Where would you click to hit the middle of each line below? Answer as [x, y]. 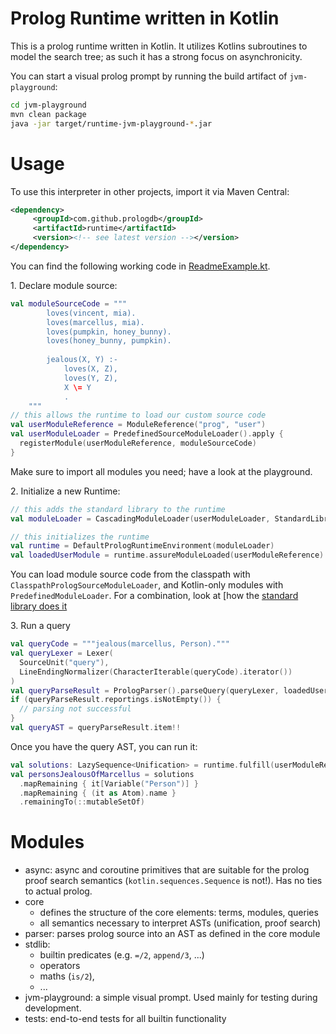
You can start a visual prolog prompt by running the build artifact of [149, 76]
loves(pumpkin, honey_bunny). [109, 332]
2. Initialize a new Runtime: [65, 491]
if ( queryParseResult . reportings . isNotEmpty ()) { [116, 700]
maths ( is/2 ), [67, 976]
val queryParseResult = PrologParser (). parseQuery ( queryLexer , [145, 690]
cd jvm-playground [48, 105]
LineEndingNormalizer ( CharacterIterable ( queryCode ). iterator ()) [156, 672]
